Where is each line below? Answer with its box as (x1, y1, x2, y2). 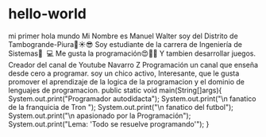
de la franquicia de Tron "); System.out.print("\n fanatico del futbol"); (8, 102, 234, 112)
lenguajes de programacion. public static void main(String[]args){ (8, 85, 222, 95)
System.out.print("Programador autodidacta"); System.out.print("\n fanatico (8, 93, 256, 104)
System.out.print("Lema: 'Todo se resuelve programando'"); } (8, 119, 210, 128)
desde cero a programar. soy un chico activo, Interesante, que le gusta (8, 68, 240, 78)
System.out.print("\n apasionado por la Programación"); (8, 111, 191, 120)
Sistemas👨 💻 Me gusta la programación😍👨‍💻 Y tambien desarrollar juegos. (8, 49, 256, 58)
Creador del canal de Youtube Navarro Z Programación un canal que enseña (8, 60, 259, 69)
